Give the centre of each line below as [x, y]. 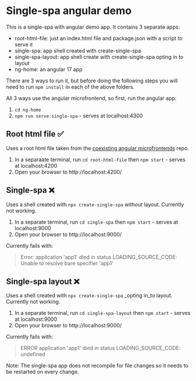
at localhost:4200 [36, 165]
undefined [33, 354]
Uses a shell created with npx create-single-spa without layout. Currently [95, 204]
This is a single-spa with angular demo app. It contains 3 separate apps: [93, 27]
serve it [24, 44]
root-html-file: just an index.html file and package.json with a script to [98, 38]
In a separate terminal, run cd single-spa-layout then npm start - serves [102, 313]
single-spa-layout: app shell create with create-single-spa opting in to [99, 57]
